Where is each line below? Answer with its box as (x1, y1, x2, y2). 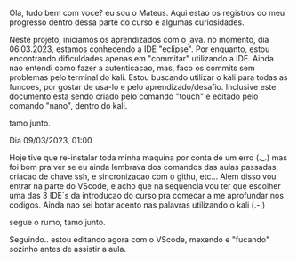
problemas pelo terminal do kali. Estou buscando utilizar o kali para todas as (9, 72, 288, 83)
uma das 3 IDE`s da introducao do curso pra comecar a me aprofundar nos (9, 191, 285, 200)
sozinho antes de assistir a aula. (9, 244, 127, 254)
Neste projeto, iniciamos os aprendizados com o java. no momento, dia (9, 35, 269, 45)
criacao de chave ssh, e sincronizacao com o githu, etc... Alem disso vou (9, 171, 277, 182)
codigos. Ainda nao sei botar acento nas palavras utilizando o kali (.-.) (9, 200, 266, 210)
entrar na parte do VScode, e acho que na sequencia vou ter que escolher (9, 181, 282, 191)
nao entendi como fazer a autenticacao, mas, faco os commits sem (9, 62, 255, 73)
